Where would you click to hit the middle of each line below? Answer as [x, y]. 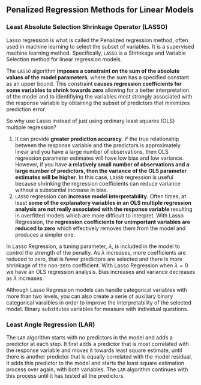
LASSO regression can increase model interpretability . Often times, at [100, 196]
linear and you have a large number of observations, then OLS [92, 151]
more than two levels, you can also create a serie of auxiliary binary [90, 296]
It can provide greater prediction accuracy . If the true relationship [97, 139]
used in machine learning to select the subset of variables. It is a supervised [100, 46]
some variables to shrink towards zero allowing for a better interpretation [98, 90]
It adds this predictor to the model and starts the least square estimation [95, 363]
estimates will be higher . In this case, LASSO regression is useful [94, 177]
